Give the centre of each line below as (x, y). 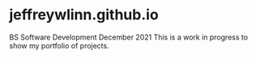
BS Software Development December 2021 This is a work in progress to (129, 37)
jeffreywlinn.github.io (84, 15)
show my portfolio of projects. (59, 45)
